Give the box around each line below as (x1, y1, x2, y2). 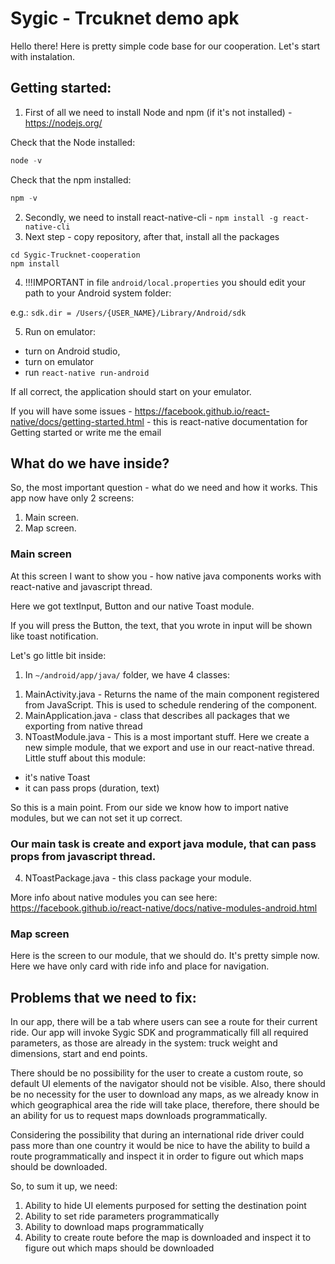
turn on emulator (24, 355, 95, 367)
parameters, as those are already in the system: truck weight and (10, 1037, 278, 1049)
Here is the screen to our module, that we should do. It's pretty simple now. (10, 950, 320, 962)
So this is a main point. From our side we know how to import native (10, 801, 290, 813)
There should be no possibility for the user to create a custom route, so (10, 1067, 304, 1079)
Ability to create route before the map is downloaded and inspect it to (24, 1232, 312, 1244)
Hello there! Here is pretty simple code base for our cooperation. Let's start (10, 40, 321, 52)
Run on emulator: (24, 325, 96, 337)
